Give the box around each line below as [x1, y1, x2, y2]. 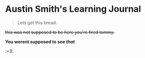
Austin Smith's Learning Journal [5, 3, 142, 15]
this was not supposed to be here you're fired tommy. [5, 29, 115, 35]
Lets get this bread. [17, 20, 57, 26]
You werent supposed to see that [5, 38, 75, 45]
